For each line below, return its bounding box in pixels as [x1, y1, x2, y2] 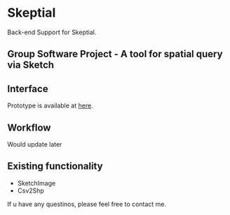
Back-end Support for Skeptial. [7, 28, 97, 36]
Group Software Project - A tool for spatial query [7, 48, 223, 60]
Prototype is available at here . [7, 101, 93, 110]
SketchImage [17, 179, 56, 187]
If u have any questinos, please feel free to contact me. [7, 200, 167, 208]
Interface [7, 82, 48, 95]
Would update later [7, 140, 62, 148]
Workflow [7, 121, 51, 133]
